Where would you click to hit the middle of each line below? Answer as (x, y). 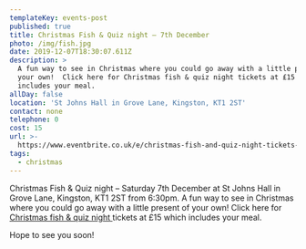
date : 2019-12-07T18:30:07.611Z (71, 52)
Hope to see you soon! (52, 234)
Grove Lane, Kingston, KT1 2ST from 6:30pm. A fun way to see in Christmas (152, 198)
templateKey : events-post (58, 18)
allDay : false (36, 94)
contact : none (36, 111)
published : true (40, 26)
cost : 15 (26, 129)
